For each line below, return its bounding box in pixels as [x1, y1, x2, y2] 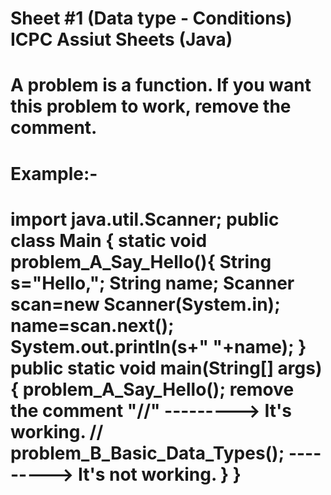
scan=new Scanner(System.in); [10, 293, 281, 316]
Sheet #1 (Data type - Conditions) [10, 7, 293, 30]
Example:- [10, 162, 98, 185]
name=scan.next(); [10, 314, 175, 337]
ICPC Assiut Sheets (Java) [10, 28, 233, 51]
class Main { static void [10, 229, 208, 252]
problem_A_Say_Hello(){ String [10, 250, 272, 273]
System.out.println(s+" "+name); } [10, 335, 307, 358]
